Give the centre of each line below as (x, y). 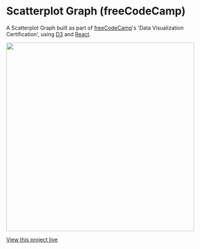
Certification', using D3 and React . (49, 34)
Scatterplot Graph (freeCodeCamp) (96, 11)
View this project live (32, 239)
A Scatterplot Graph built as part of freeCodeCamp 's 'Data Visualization (95, 28)
